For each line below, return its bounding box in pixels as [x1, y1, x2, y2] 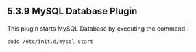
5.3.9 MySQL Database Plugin [7, 5, 138, 17]
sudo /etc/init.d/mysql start [7, 38, 94, 45]
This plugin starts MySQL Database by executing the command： [7, 24, 192, 33]
